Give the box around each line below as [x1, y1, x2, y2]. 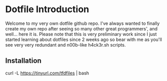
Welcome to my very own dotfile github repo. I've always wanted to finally [5, 20, 160, 26]
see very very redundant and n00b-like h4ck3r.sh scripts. [5, 42, 126, 48]
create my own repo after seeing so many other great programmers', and [5, 25, 158, 31]
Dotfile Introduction [5, 4, 90, 15]
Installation [5, 57, 42, 65]
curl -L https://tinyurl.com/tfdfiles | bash [5, 70, 89, 76]
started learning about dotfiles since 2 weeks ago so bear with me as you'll [5, 36, 162, 43]
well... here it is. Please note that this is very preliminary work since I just [5, 31, 157, 37]
